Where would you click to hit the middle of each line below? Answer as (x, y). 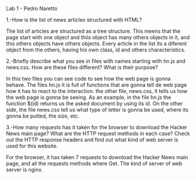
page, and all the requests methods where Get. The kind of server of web (94, 163)
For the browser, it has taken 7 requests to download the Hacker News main (97, 157)
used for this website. (32, 146)
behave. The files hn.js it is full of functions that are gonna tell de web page (97, 85)
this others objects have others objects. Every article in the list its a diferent (97, 44)
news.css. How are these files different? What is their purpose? (82, 67)
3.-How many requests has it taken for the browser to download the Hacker (97, 127)
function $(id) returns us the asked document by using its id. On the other (94, 104)
